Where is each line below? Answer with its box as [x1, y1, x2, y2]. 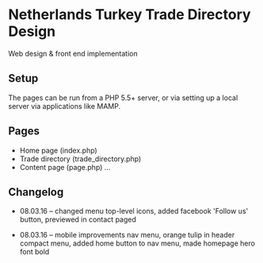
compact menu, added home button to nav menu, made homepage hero [19, 238, 256, 248]
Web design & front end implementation [8, 48, 138, 58]
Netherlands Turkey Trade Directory [8, 6, 251, 24]
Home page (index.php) [19, 145, 97, 155]
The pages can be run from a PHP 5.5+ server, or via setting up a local [8, 93, 238, 102]
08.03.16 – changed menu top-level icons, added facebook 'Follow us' [19, 207, 249, 216]
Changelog [8, 185, 64, 199]
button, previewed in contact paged [19, 215, 137, 224]
